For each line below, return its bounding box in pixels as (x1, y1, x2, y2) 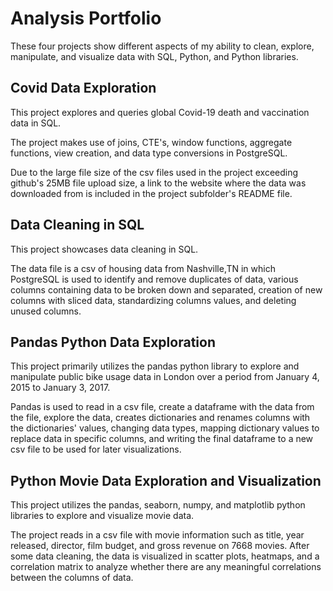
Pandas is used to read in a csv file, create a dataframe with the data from (10, 401, 315, 413)
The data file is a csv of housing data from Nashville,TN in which (10, 262, 276, 274)
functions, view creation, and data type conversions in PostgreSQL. (10, 147, 288, 159)
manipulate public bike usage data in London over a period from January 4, (10, 371, 320, 383)
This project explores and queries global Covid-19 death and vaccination (10, 106, 310, 118)
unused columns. (10, 305, 82, 317)
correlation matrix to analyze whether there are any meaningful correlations (10, 561, 322, 573)
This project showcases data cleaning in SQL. (10, 243, 199, 255)
